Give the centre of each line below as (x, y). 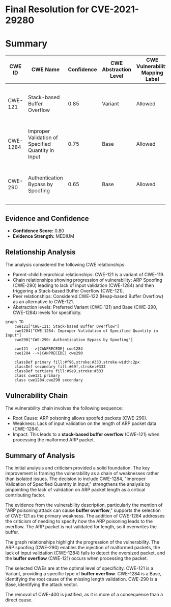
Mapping (152, 73)
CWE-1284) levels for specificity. (47, 312)
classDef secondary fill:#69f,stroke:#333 (60, 367)
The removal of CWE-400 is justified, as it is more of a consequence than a (84, 595)
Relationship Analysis (40, 252)
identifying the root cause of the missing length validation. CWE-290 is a (81, 579)
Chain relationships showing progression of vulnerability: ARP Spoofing (88, 280)
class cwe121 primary (37, 375)
